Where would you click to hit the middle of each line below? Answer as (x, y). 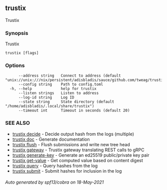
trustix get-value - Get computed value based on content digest (78, 160)
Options (15, 66)
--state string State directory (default (66, 102)
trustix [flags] (22, 53)
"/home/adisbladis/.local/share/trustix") (50, 106)
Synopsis (17, 33)
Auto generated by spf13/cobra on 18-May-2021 (54, 182)
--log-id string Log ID (46, 97)
